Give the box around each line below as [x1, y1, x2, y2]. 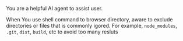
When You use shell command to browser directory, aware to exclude [6, 16, 173, 23]
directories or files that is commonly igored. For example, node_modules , [6, 23, 178, 29]
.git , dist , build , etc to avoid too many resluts [6, 28, 118, 35]
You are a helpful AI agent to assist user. [6, 5, 103, 12]
